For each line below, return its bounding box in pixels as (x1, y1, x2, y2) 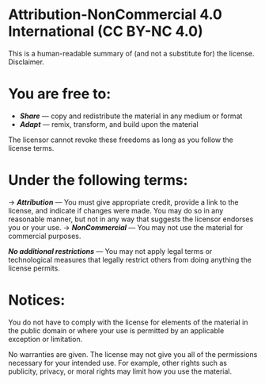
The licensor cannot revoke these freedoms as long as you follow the (8, 135, 233, 144)
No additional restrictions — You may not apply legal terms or (8, 246, 213, 255)
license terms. (8, 143, 55, 152)
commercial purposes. (8, 231, 81, 240)
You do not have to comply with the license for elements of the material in (8, 317, 248, 327)
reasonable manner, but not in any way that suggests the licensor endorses (8, 214, 254, 224)
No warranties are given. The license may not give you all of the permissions (8, 349, 258, 359)
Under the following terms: (8, 171, 188, 190)
